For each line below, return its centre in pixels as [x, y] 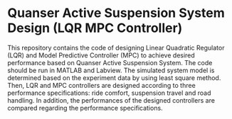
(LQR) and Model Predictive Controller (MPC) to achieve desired [101, 55]
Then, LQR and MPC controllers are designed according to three [101, 85]
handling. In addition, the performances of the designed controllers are [111, 100]
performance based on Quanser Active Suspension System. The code [110, 62]
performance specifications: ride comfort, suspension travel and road [109, 93]
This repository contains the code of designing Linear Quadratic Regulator [116, 47]
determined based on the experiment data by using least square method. [114, 78]
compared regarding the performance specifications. [85, 108]
